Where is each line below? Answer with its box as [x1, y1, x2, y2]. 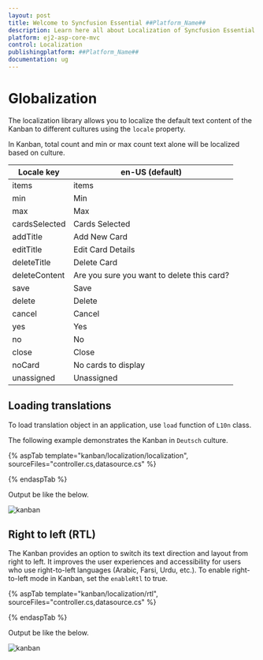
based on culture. [8, 148, 65, 157]
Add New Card [73, 231, 128, 242]
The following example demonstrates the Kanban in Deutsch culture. [8, 435, 228, 444]
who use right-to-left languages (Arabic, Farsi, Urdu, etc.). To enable [8, 565, 231, 575]
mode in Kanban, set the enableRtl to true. [30, 574, 168, 583]
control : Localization [8, 41, 83, 49]
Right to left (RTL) [8, 528, 96, 542]
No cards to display [73, 359, 146, 370]
